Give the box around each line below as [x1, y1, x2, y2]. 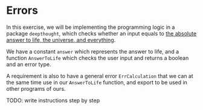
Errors [6, 4, 38, 17]
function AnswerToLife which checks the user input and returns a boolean [6, 54, 189, 61]
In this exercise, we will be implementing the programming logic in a [6, 23, 175, 31]
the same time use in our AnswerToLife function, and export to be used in [6, 79, 187, 86]
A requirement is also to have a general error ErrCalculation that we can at [6, 72, 193, 79]
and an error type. [6, 61, 51, 68]
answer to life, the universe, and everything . [6, 36, 116, 43]
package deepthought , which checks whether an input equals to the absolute [6, 29, 197, 37]
